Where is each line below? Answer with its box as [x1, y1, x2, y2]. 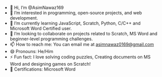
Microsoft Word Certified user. [9, 26, 72, 31]
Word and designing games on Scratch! [9, 61, 91, 67]
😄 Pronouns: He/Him [9, 49, 54, 54]
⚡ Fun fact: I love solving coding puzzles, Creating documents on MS [9, 54, 151, 60]
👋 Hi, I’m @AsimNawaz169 [9, 5, 64, 10]
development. [9, 15, 38, 21]
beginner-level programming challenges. [9, 36, 93, 42]
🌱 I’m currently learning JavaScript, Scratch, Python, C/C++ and [9, 20, 141, 26]
